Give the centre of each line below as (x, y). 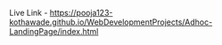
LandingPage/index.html (54, 31)
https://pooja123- (81, 13)
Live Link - (29, 13)
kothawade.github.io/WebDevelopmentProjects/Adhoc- (111, 22)
